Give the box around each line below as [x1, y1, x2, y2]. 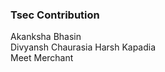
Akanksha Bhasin [10, 31, 82, 43]
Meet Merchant [10, 52, 74, 64]
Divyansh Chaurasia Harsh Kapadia [10, 41, 157, 53]
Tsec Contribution [10, 8, 100, 22]
